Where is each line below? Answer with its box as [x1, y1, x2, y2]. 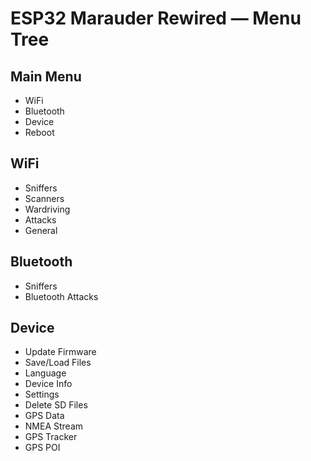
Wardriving [24, 203, 71, 215]
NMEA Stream [24, 420, 84, 432]
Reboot [24, 127, 55, 138]
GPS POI [24, 442, 61, 454]
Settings [24, 388, 60, 401]
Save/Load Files [24, 357, 92, 369]
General [24, 224, 58, 236]
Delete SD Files [24, 399, 88, 411]
